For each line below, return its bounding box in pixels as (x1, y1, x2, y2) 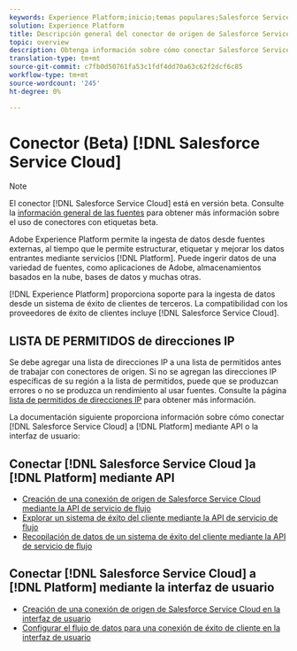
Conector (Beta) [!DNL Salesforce (9, 133, 261, 153)
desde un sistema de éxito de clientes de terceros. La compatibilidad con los (9, 298, 288, 309)
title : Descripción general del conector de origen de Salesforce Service (9, 29, 291, 38)
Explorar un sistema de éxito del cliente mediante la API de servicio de (21, 513, 278, 523)
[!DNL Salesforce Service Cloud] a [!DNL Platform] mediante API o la (9, 422, 259, 432)
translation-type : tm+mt (9, 54, 101, 63)
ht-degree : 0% (9, 87, 62, 96)
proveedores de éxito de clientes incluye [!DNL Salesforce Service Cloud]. (9, 307, 280, 319)
